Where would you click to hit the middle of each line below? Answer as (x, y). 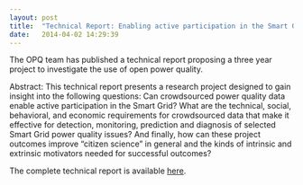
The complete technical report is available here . (98, 171)
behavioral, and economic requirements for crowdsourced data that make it (150, 115)
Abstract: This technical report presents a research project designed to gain (150, 87)
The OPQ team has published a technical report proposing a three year (141, 60)
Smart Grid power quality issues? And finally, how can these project (135, 135)
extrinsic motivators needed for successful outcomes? (110, 154)
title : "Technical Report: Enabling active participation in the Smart (149, 26)
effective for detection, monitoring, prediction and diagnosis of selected (143, 125)
